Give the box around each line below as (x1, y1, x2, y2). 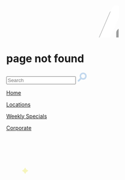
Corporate (6, 124, 32, 131)
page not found (6, 52, 84, 66)
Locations (6, 101, 31, 108)
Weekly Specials (6, 112, 47, 120)
